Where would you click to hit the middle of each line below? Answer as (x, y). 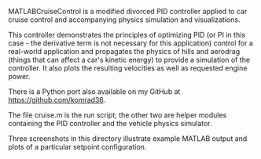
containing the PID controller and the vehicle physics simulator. (110, 123)
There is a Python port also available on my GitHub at (94, 92)
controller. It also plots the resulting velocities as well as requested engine (128, 68)
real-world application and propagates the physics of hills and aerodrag (124, 51)
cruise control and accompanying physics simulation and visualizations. (124, 20)
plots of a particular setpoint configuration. (77, 147)
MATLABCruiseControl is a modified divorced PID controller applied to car (128, 11)
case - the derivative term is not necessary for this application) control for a (131, 43)
